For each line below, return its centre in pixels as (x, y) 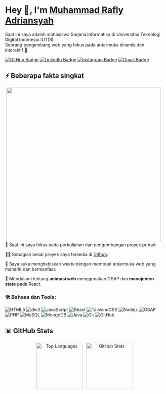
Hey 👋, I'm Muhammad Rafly (64, 10)
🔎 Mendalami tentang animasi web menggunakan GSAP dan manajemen (80, 278)
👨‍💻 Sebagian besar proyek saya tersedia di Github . (57, 254)
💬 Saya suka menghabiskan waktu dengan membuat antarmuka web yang (80, 263)
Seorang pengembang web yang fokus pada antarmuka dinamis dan (75, 44)
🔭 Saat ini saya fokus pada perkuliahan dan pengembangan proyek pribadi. (82, 245)
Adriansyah (29, 21)
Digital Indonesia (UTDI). (30, 40)
